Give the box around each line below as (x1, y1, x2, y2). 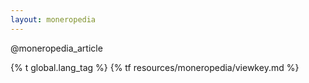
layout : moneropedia (10, 14, 97, 25)
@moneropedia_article (10, 42, 103, 54)
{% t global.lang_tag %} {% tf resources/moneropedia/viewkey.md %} (10, 61, 300, 73)
